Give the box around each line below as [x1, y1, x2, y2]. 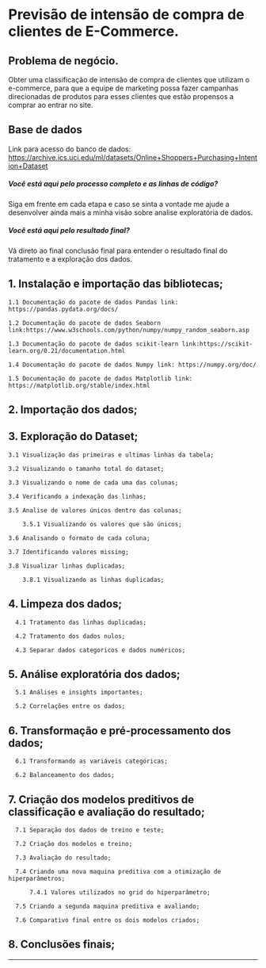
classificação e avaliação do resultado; [8, 805, 205, 818]
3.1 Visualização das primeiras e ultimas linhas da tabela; [8, 450, 215, 459]
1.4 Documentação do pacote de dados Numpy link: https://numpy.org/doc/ [8, 361, 257, 369]
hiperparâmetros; [8, 874, 66, 883]
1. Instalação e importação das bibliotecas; [8, 277, 223, 291]
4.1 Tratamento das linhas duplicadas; [15, 618, 147, 626]
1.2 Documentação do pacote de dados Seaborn [8, 319, 161, 327]
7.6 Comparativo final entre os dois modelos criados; [15, 916, 200, 924]
